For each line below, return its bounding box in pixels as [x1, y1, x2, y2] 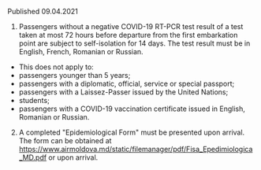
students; [18, 96, 50, 105]
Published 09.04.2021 [7, 7, 78, 16]
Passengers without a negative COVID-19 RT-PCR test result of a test [18, 22, 244, 31]
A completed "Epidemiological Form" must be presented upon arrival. [18, 128, 245, 137]
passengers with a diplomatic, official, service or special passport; [18, 79, 235, 88]
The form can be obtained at [18, 136, 112, 145]
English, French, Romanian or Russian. [18, 47, 144, 56]
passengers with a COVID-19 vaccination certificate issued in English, [18, 104, 246, 113]
